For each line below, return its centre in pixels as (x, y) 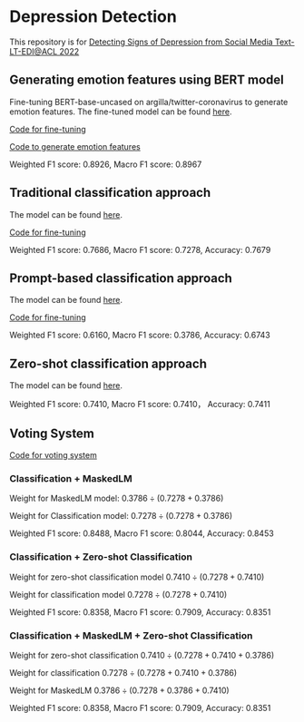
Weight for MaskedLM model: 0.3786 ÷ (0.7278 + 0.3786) (117, 498)
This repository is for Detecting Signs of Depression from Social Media (142, 42)
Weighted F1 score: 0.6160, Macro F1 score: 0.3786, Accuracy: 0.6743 (140, 335)
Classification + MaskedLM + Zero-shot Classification (131, 635)
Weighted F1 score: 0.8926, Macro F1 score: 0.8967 (106, 164)
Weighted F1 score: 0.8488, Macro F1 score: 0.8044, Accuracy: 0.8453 (142, 533)
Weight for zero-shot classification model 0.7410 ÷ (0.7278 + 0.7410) (137, 577)
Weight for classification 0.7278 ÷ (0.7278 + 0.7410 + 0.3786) (123, 672)
